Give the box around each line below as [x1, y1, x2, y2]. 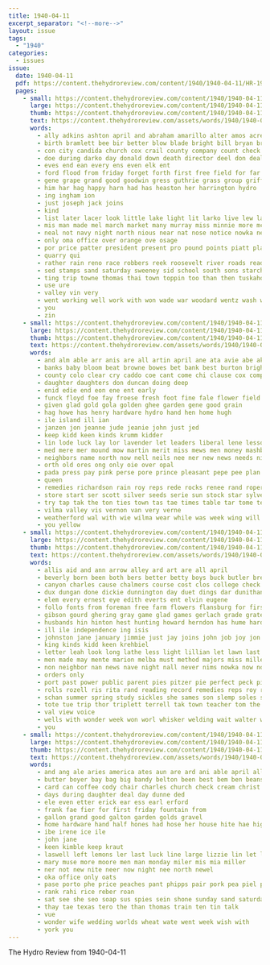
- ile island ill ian [37, 416, 110, 425]
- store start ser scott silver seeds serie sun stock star [37, 491, 243, 499]
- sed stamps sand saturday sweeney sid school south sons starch [37, 267, 264, 275]
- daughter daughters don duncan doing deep [37, 379, 189, 387]
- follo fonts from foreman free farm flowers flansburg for [37, 603, 247, 611]
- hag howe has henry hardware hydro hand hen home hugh [37, 408, 231, 417]
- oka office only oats [37, 873, 117, 881]
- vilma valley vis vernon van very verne [37, 506, 182, 514]
